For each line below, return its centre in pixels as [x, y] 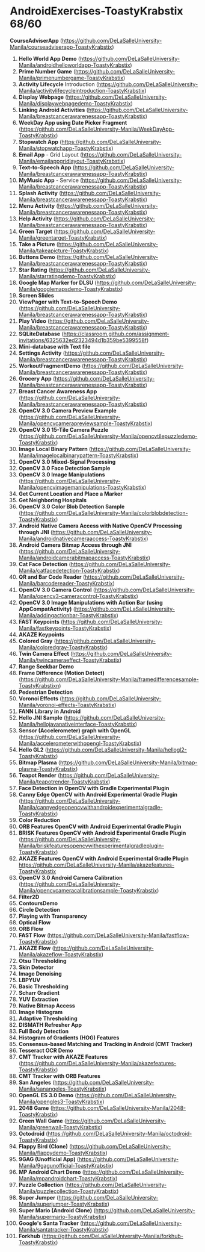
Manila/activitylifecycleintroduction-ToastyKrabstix [81, 90]
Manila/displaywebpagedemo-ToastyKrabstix [75, 103]
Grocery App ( [37, 378]
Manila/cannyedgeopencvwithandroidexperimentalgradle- [90, 807]
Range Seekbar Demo [46, 666]
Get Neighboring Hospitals [52, 500]
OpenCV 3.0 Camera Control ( [57, 590]
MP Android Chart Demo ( [51, 1172]
